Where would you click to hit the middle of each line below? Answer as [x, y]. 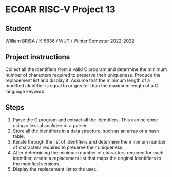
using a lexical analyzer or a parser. [50, 125]
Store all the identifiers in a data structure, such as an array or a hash [86, 131]
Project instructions [38, 57]
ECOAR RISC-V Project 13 [60, 10]
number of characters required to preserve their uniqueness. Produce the [83, 75]
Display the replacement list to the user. [55, 169]
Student [18, 29]
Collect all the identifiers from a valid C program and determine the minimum [86, 69]
